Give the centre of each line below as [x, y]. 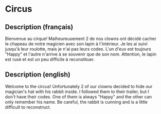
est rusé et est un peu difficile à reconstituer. [50, 59]
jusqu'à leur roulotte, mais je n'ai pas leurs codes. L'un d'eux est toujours [78, 49]
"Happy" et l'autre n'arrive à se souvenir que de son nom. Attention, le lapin [81, 54]
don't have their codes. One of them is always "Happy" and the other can [79, 96]
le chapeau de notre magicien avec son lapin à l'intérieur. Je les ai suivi [76, 44]
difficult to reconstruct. [28, 107]
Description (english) [38, 75]
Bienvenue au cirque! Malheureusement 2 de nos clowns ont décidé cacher [81, 38]
